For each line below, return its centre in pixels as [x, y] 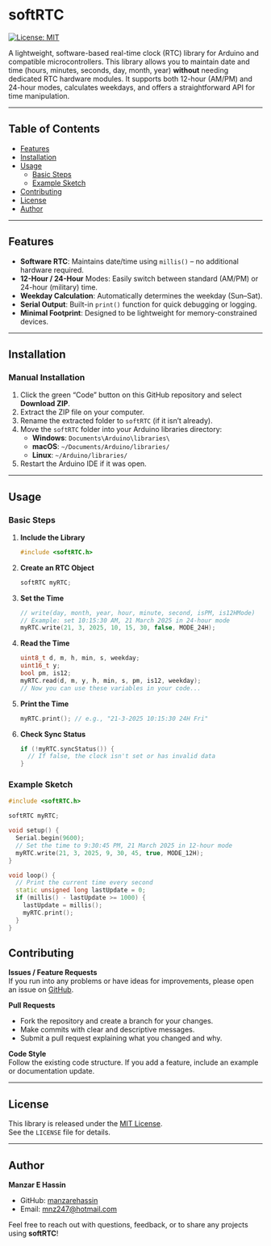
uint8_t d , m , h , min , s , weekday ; [80, 658]
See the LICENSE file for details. [60, 1132]
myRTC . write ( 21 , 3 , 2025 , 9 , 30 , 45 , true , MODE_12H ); [110, 853]
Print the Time [44, 704]
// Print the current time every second [84, 883]
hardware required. [52, 269]
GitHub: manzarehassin [59, 1201]
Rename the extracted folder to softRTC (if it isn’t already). [116, 421]
